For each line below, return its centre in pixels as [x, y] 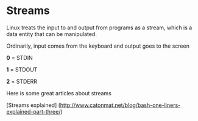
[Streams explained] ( [34, 105]
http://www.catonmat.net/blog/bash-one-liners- [120, 105]
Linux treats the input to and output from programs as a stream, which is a [99, 28]
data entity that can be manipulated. [52, 34]
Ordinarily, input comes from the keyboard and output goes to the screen [98, 46]
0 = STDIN [19, 57]
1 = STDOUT [22, 69]
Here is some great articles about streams [59, 93]
